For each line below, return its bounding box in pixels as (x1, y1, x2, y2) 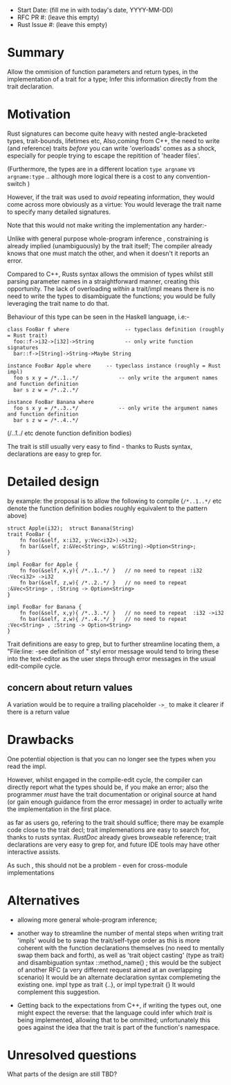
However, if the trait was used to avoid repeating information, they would (7, 193, 215, 201)
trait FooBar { (7, 530, 51, 538)
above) (7, 511, 28, 519)
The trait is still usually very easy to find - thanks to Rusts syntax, (7, 442, 193, 450)
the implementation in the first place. (7, 805, 112, 813)
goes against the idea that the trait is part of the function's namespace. (17, 1023, 220, 1031)
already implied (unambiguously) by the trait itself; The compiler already (7, 241, 213, 250)
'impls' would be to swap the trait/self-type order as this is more (17, 936, 201, 945)
